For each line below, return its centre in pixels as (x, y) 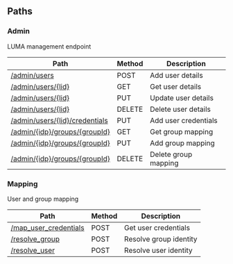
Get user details (176, 86)
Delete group (171, 154)
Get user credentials (157, 227)
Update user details (182, 98)
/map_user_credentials (48, 227)
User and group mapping (43, 199)
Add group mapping (182, 143)
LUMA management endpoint (49, 46)
